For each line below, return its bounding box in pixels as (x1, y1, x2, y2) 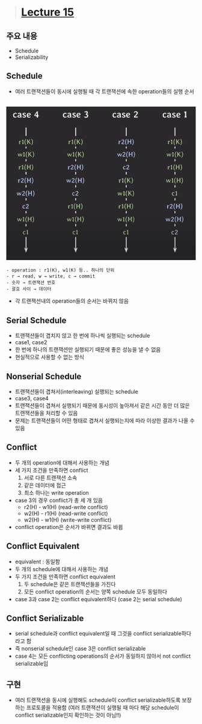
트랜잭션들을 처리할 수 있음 (14, 409, 78, 416)
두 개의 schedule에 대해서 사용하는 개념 (14, 565, 109, 572)
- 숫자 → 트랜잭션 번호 (6, 280, 56, 286)
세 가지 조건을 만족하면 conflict (14, 466, 88, 474)
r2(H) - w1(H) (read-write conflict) (23, 503, 108, 510)
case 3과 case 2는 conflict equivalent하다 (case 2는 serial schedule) (14, 595, 182, 602)
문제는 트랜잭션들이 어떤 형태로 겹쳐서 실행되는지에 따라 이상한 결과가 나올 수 (14, 416, 195, 424)
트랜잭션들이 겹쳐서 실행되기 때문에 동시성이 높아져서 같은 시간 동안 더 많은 (14, 401, 191, 409)
